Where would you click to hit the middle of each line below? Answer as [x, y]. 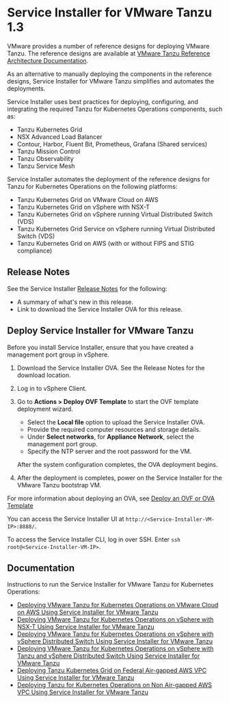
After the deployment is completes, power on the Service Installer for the [119, 478]
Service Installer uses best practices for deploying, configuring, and [103, 101]
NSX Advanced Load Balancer [59, 137]
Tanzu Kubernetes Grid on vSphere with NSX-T [83, 207]
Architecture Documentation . [48, 60]
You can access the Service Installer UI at [66, 519]
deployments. [26, 88]
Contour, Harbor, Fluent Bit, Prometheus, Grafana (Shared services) [112, 144]
